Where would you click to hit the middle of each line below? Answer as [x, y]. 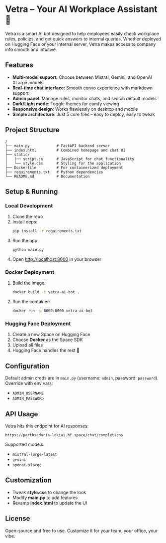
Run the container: [31, 302]
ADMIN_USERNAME [28, 393]
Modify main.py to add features [45, 498]
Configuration [27, 366]
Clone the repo [28, 217]
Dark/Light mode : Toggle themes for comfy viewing [66, 104]
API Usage [22, 414]
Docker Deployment [30, 272]
